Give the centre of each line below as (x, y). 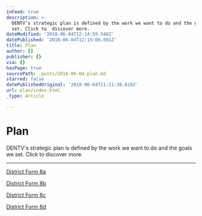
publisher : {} (24, 57)
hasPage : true (24, 68)
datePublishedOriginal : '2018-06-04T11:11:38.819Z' (72, 85)
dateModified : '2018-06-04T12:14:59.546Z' (60, 34)
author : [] (20, 51)
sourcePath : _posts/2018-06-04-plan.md (56, 74)
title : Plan (21, 46)
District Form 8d (26, 206)
